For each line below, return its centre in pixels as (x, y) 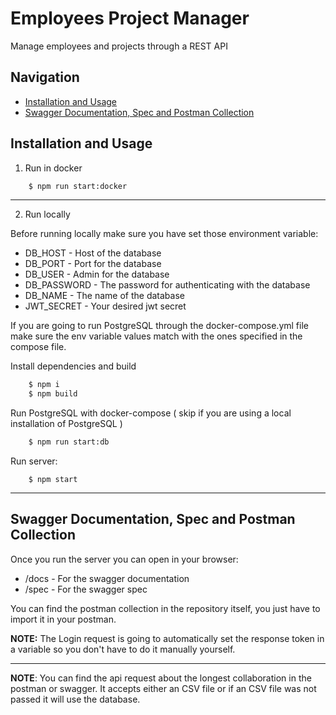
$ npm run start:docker (78, 186)
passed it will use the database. (75, 699)
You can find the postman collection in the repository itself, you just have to (165, 608)
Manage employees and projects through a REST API (119, 46)
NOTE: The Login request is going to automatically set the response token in (167, 638)
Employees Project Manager (130, 18)
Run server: (34, 461)
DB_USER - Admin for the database (97, 274)
